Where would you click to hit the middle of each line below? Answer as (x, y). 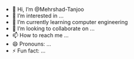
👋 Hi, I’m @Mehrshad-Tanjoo (48, 9)
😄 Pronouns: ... (32, 44)
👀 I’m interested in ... (38, 16)
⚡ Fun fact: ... (29, 51)
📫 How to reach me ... (40, 35)
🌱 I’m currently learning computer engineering (70, 22)
